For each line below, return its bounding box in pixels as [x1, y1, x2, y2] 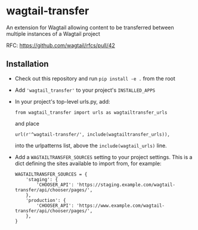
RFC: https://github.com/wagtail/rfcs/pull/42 [6, 42, 115, 49]
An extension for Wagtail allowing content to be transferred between [6, 24, 174, 31]
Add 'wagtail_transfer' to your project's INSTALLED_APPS [14, 86, 156, 94]
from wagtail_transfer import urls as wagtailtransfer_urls [14, 109, 168, 116]
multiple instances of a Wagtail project [6, 30, 100, 37]
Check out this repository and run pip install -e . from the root [14, 74, 176, 82]
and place [14, 120, 40, 127]
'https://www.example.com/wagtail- [76, 203, 165, 209]
